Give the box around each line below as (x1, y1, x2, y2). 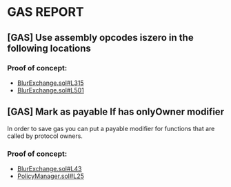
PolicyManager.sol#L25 (17, 172, 85, 180)
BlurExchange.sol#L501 (17, 86, 84, 94)
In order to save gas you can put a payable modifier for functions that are (7, 124, 215, 132)
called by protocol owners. (7, 132, 83, 140)
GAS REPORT (7, 4, 84, 20)
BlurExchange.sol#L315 (17, 79, 84, 87)
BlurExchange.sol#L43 (17, 164, 82, 173)
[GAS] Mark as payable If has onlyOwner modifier (7, 106, 225, 118)
